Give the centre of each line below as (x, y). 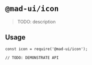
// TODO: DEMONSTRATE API (32, 57)
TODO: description (37, 21)
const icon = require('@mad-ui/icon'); (46, 49)
